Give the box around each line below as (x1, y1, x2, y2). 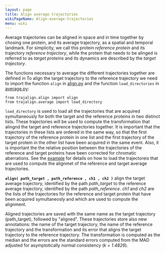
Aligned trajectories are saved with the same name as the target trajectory (5, 211, 156, 217)
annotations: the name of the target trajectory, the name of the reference (5, 221, 153, 227)
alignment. (5, 201, 27, 207)
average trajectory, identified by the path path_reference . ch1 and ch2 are (5, 186, 155, 192)
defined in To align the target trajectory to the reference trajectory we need (5, 75, 158, 81)
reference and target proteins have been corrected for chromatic (5, 150, 136, 156)
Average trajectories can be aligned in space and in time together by (5, 34, 144, 40)
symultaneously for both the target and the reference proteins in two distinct (5, 114, 160, 120)
